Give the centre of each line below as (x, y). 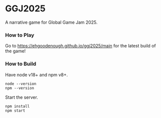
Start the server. (22, 97)
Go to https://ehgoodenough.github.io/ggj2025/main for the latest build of (80, 46)
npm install (17, 106)
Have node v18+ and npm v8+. (37, 75)
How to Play (20, 35)
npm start (15, 111)
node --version (21, 84)
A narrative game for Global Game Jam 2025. (51, 22)
